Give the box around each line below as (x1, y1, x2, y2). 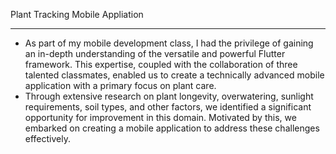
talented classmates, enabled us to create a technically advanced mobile (24, 69, 325, 81)
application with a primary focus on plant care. (24, 80, 217, 91)
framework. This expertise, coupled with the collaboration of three (24, 59, 298, 70)
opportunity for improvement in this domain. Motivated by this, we (24, 112, 297, 123)
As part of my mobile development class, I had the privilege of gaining (24, 37, 314, 49)
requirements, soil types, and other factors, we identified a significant (24, 101, 312, 113)
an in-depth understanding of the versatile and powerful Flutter (24, 48, 286, 59)
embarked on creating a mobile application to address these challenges (24, 122, 320, 134)
